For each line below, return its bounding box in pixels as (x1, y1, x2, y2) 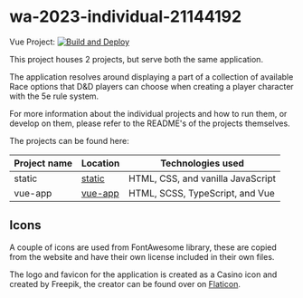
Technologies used (159, 157, 244, 169)
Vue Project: (9, 36, 56, 47)
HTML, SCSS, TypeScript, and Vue (128, 187, 276, 199)
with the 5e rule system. (9, 91, 99, 101)
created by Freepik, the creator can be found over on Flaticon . (9, 278, 241, 289)
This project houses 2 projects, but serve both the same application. (9, 53, 264, 64)
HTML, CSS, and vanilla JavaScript (128, 172, 276, 185)
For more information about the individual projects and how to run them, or (9, 108, 288, 119)
